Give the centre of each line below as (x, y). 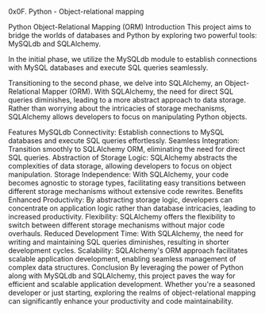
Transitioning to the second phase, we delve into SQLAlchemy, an (116, 83)
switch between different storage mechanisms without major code (117, 225)
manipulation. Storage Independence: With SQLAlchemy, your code (119, 174)
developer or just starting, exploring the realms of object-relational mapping (132, 293)
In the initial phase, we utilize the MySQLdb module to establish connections (133, 59)
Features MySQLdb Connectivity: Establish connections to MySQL (116, 132)
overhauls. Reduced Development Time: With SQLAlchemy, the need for (126, 233)
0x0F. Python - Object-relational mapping (76, 12)
